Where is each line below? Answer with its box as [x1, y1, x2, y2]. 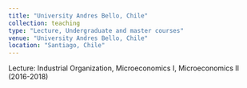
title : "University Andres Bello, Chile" [8, 11, 149, 20]
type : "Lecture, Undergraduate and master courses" [8, 26, 184, 34]
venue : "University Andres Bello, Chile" [8, 34, 149, 42]
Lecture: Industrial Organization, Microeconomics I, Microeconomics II [8, 63, 240, 73]
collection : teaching [8, 19, 81, 27]
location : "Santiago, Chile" [8, 42, 106, 50]
